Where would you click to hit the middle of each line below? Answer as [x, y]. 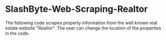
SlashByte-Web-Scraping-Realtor [77, 9]
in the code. [17, 33]
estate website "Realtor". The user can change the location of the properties [83, 28]
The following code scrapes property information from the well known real [81, 23]
